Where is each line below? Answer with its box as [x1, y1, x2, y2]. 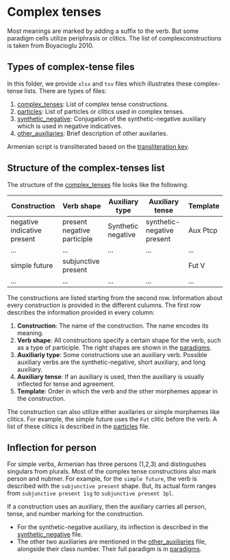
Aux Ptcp [188, 226, 218, 235]
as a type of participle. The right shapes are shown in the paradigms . [16, 343, 212, 352]
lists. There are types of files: [24, 86, 107, 95]
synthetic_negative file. [16, 531, 83, 539]
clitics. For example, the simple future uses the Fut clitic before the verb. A [7, 415, 218, 423]
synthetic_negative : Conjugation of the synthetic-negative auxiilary [16, 114, 207, 123]
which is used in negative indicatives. [16, 121, 123, 130]
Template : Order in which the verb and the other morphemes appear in [16, 387, 218, 395]
